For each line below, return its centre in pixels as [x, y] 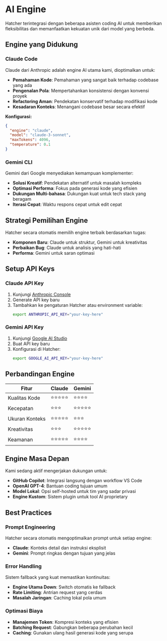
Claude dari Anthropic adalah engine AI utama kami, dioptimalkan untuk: [80, 70]
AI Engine [26, 9]
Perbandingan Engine [40, 374]
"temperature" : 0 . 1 [30, 145]
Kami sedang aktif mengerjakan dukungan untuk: [56, 471]
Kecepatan [21, 408]
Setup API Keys [30, 269]
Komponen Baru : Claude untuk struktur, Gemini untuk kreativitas [80, 242]
